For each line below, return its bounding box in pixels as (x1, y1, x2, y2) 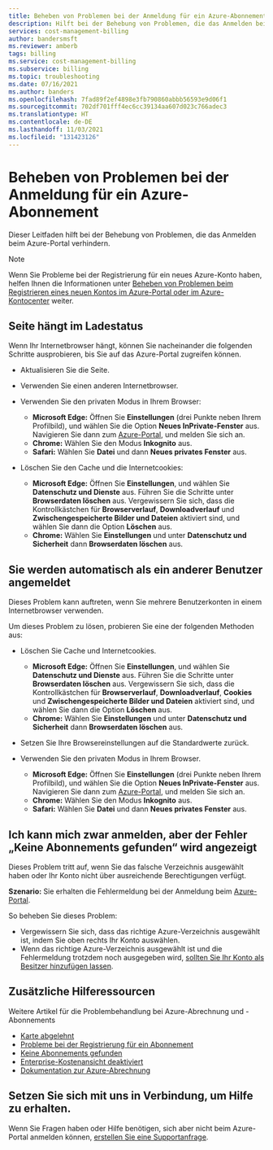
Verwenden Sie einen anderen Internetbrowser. (19, 381, 179, 391)
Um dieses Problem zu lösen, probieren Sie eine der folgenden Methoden (8, 622, 254, 632)
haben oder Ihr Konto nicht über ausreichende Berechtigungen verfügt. (8, 871, 246, 880)
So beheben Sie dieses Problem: (8, 911, 118, 920)
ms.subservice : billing (8, 65, 89, 73)
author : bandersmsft (8, 34, 79, 43)
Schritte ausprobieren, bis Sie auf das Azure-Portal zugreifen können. (8, 349, 242, 359)
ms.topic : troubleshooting (8, 72, 100, 81)
